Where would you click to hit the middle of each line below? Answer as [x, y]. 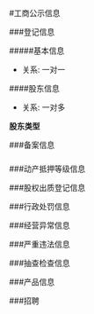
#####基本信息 [37, 51]
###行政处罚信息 [40, 207]
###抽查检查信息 [40, 263]
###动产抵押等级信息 [47, 169]
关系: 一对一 [43, 70]
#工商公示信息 [35, 13]
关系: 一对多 [43, 107]
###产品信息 [32, 282]
